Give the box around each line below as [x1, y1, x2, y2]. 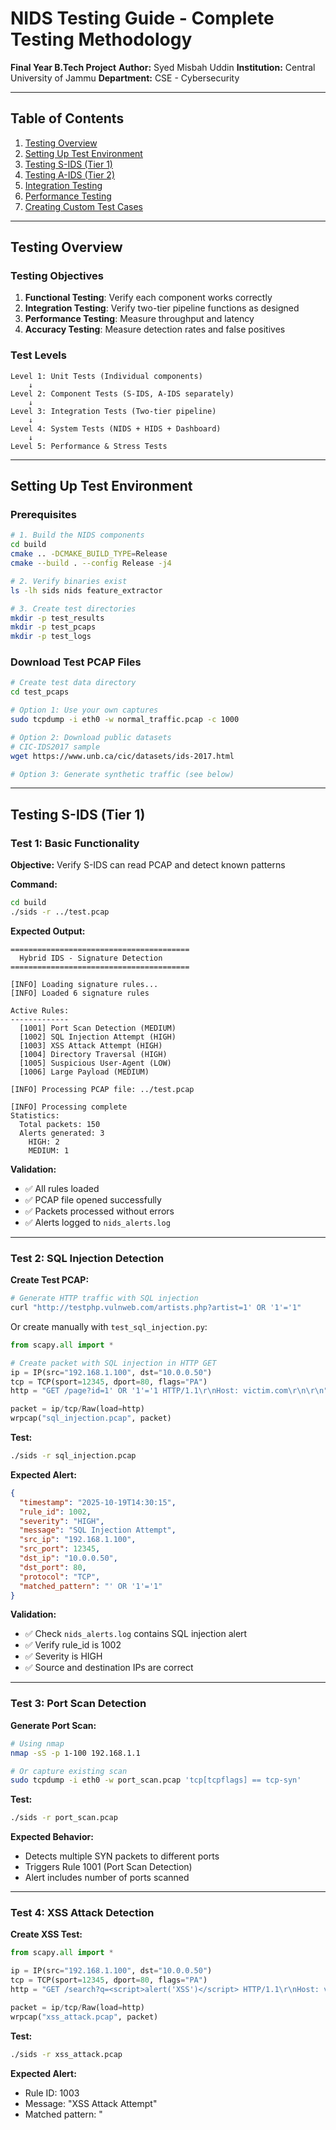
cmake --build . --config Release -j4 [10, 558, 172, 569]
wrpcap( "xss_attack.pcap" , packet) [10, 2012, 159, 2022]
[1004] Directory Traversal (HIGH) [19, 1049, 168, 1059]
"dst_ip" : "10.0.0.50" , [19, 1553, 118, 1564]
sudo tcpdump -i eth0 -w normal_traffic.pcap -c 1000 [10, 715, 240, 725]
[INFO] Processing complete [10, 1102, 128, 1112]
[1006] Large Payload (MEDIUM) [19, 1067, 150, 1077]
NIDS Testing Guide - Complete [10, 7, 275, 30]
